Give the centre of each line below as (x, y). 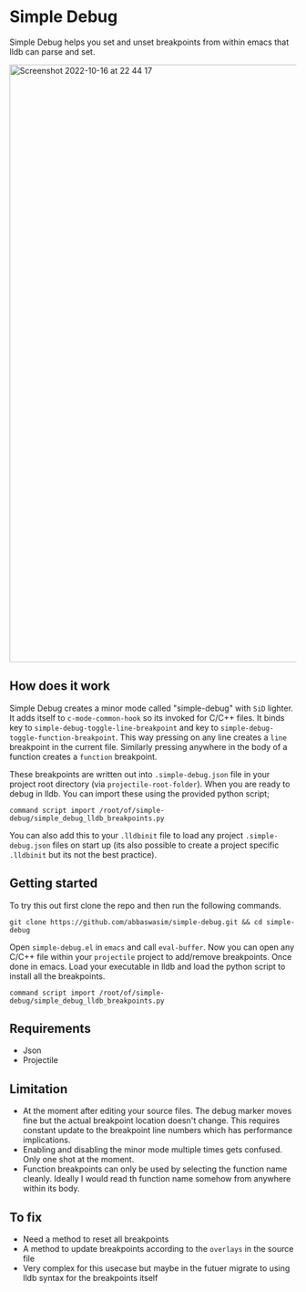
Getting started (54, 884)
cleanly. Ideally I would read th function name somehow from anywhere (157, 1179)
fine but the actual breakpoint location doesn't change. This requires (151, 1120)
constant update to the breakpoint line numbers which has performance (158, 1130)
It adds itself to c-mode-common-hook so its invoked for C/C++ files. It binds (147, 717)
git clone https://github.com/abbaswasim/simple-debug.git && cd (136, 922)
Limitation (39, 1089)
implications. (46, 1140)
